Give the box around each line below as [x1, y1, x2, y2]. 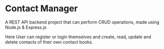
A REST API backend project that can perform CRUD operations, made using [5, 19, 160, 25]
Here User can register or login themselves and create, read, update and [5, 34, 152, 40]
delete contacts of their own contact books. [5, 39, 93, 45]
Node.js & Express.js [5, 24, 47, 30]
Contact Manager [5, 3, 78, 14]
